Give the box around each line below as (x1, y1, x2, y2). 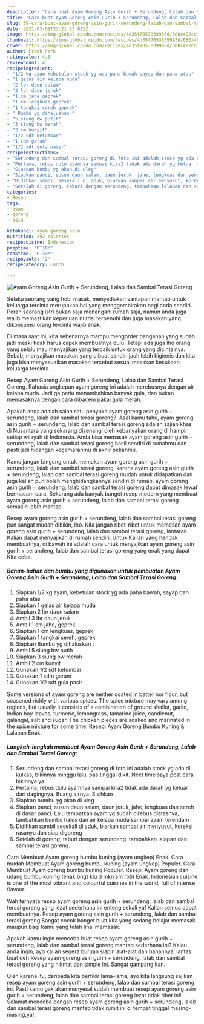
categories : (7, 189, 37, 195)
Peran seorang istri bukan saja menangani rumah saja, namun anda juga (7, 308, 187, 315)
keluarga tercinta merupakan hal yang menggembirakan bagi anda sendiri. (7, 302, 192, 309)
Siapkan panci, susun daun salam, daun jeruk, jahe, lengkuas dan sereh (15, 803, 194, 811)
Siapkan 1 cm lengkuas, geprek (15, 628, 93, 635)
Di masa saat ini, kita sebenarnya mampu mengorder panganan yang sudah (7, 333, 196, 340)
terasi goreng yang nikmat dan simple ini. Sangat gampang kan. (7, 960, 166, 968)
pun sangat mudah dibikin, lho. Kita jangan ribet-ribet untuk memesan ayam (7, 521, 196, 528)
